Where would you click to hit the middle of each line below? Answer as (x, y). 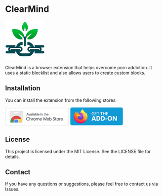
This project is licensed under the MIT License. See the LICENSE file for (78, 151)
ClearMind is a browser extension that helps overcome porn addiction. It (79, 67)
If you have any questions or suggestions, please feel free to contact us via (81, 184)
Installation (23, 88)
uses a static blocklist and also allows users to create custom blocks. (75, 73)
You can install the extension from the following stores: (61, 100)
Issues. (12, 189)
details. (13, 157)
